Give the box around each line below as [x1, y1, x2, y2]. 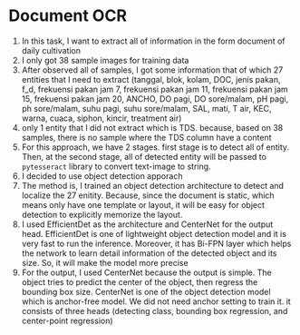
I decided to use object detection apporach [21, 170, 183, 182]
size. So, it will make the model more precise [21, 257, 189, 268]
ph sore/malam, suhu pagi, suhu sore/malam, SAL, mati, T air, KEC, [21, 103, 272, 113]
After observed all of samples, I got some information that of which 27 [21, 64, 284, 75]
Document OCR [8, 5, 128, 26]
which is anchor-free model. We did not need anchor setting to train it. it [21, 296, 291, 307]
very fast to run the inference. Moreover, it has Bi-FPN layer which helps [21, 238, 292, 249]
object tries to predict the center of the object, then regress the [21, 276, 258, 287]
